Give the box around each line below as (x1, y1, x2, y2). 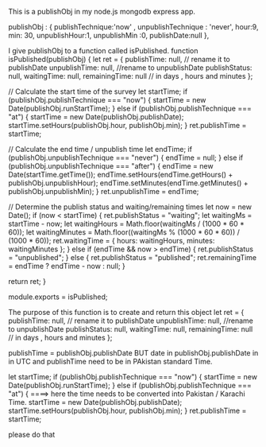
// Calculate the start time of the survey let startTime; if (8, 87, 188, 96)
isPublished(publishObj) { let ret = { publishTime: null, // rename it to (8, 55, 230, 64)
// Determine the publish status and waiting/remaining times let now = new (8, 202, 253, 212)
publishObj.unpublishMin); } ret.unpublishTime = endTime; (8, 187, 199, 196)
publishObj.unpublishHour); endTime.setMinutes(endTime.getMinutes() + (8, 178, 249, 188)
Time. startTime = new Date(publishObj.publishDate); (8, 398, 183, 406)
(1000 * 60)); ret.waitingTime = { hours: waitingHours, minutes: (8, 236, 215, 245)
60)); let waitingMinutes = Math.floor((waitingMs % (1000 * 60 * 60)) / (8, 227, 240, 237)
